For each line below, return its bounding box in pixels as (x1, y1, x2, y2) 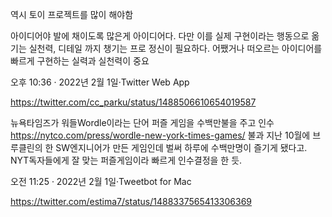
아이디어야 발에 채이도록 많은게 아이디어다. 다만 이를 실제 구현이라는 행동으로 (10, 30, 310, 42)
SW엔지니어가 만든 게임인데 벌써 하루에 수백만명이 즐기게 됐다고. (55, 142, 308, 153)
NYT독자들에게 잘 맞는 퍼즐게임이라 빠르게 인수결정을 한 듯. (10, 154, 243, 166)
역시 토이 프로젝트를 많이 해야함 (10, 9, 134, 20)
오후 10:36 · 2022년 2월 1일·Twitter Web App (10, 76, 190, 88)
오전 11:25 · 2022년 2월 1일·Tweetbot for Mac (10, 176, 192, 187)
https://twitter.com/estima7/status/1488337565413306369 (10, 196, 252, 207)
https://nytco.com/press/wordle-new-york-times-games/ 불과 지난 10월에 (10, 129, 311, 141)
